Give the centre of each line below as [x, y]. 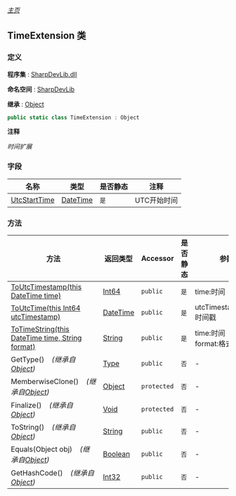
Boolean [117, 454]
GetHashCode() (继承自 [53, 473]
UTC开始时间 [156, 200]
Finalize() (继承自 [42, 405]
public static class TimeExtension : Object [73, 117]
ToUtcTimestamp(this [46, 286]
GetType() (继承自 [43, 360]
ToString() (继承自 [43, 427]
